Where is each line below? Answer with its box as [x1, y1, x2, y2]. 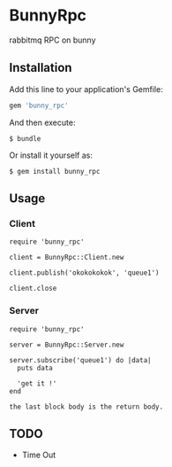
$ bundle [9, 134, 41, 143]
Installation [9, 60, 72, 75]
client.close [9, 284, 57, 293]
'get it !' [17, 378, 57, 388]
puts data [17, 363, 53, 372]
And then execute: [9, 117, 76, 128]
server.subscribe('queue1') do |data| [9, 355, 152, 364]
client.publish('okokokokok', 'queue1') [9, 269, 161, 277]
